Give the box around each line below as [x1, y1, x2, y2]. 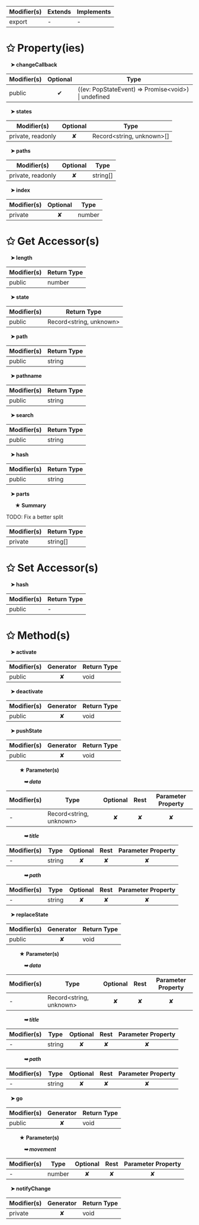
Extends [47, 8, 71, 15]
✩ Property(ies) [6, 42, 85, 55]
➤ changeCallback [10, 61, 57, 68]
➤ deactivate [10, 687, 43, 694]
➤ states [10, 108, 33, 115]
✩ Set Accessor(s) [6, 561, 99, 575]
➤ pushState [10, 727, 43, 734]
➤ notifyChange [10, 1185, 52, 1192]
